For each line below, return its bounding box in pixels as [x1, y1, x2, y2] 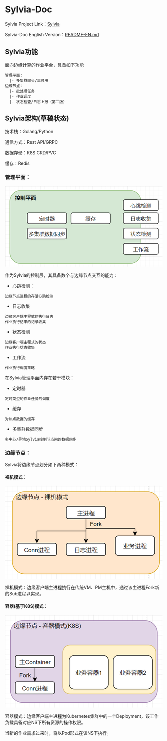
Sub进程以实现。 [9, 591, 44, 597]
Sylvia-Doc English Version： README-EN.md [5, 31, 99, 37]
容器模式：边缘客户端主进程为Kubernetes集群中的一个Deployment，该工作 [5, 713, 159, 719]
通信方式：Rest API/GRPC [5, 139, 58, 145]
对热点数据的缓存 [5, 416, 35, 421]
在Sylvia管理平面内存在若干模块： [5, 374, 75, 381]
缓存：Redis [5, 160, 30, 166]
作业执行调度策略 [5, 365, 35, 370]
